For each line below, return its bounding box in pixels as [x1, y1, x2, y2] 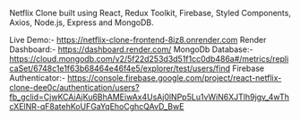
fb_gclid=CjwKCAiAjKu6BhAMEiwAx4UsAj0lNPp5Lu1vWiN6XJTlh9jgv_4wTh [9, 91, 289, 102]
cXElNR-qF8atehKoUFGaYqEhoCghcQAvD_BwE [9, 101, 184, 111]
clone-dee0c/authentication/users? [9, 82, 141, 92]
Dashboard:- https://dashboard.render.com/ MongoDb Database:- [9, 44, 253, 55]
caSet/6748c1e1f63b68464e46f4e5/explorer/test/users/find [9, 63, 231, 73]
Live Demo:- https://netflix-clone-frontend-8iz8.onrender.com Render [9, 35, 267, 45]
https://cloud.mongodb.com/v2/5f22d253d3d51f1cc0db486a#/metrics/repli [9, 54, 289, 64]
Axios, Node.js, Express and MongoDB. [9, 17, 154, 28]
